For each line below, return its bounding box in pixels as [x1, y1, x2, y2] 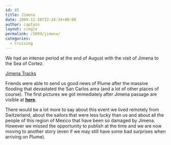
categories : [5, 36, 31, 42]
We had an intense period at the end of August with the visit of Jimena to [5, 55, 159, 61]
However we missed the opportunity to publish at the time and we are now [5, 122, 162, 129]
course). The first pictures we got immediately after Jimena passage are [5, 91, 157, 97]
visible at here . [5, 96, 37, 102]
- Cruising [10, 41, 33, 46]
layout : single [5, 27, 38, 32]
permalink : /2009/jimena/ [5, 31, 60, 36]
